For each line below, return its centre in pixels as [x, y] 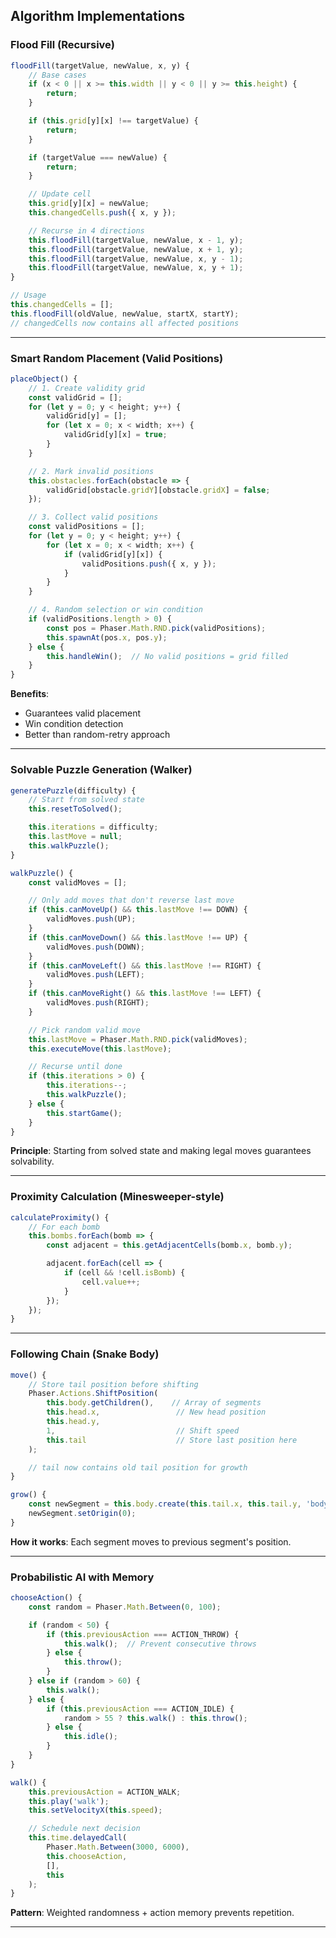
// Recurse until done [75, 1067]
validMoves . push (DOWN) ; [95, 947]
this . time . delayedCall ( [78, 1838]
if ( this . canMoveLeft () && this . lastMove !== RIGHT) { [145, 965]
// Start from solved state [86, 800]
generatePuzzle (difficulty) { [73, 790]
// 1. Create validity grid [86, 388]
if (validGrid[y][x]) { [113, 554]
